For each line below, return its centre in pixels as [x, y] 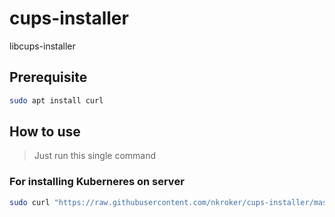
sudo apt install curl [56, 100]
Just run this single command [95, 156]
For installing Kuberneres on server [97, 182]
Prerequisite [48, 77]
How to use [45, 132]
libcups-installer [42, 46]
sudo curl [30, 202]
